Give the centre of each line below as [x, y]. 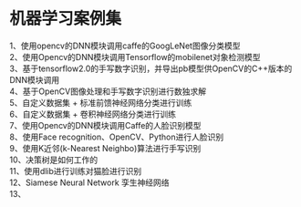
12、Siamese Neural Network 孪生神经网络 [90, 182]
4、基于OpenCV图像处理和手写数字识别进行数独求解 [108, 91]
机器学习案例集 [66, 19]
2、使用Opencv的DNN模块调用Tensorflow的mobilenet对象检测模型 [135, 57]
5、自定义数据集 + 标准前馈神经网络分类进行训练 [101, 102]
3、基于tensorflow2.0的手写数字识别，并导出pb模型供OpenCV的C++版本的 [151, 68]
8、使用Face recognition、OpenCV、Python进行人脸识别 [117, 137]
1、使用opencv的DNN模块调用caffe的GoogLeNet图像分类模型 [125, 46]
